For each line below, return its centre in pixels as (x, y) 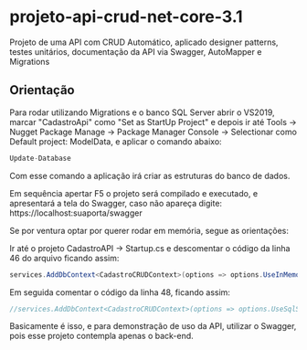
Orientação (42, 90)
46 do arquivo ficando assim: (64, 258)
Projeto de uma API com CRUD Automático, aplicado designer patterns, (144, 42)
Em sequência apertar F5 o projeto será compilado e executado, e (134, 193)
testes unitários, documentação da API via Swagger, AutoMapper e (136, 51)
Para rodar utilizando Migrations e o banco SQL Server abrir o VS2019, (143, 112)
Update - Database (40, 158)
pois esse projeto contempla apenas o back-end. (101, 336)
